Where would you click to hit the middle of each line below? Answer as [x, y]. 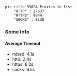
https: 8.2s [23, 64]
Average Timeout [23, 43]
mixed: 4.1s [23, 54]
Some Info [17, 31]
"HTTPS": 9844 [28, 15]
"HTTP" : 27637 [29, 11]
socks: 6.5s [23, 70]
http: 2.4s [22, 59]
